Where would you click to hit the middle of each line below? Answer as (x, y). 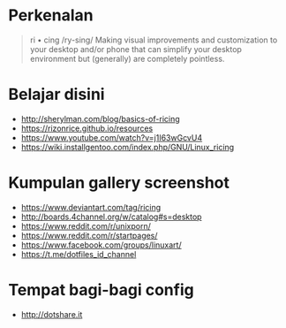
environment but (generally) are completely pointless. (127, 58)
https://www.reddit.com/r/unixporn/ (86, 225)
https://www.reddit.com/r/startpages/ (89, 235)
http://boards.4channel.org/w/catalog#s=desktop (111, 217)
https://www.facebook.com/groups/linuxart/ (101, 245)
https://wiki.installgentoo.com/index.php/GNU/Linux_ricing (128, 147)
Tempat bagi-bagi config (102, 290)
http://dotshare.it (52, 314)
